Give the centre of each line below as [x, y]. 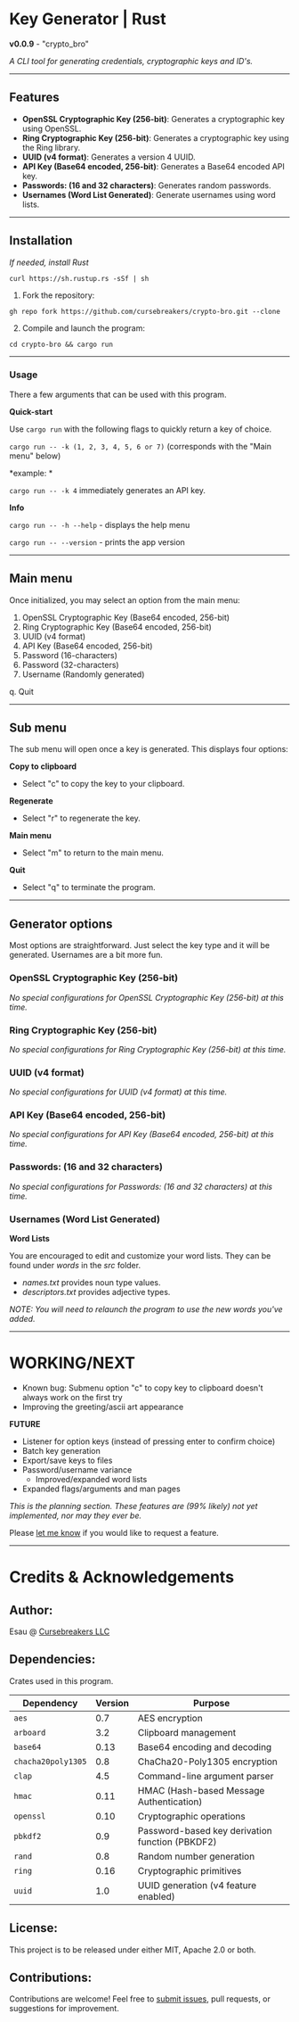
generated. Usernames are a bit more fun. [86, 955]
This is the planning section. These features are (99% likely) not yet [133, 1506]
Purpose [211, 1703]
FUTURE [25, 1424]
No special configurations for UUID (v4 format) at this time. [118, 1092]
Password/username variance [77, 1470]
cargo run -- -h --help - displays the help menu [100, 524]
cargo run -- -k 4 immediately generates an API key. [108, 490]
